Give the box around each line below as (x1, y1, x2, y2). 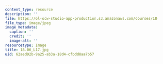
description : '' (5, 12, 38, 16)
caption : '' (9, 29, 34, 34)
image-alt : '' (9, 38, 38, 43)
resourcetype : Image (5, 43, 47, 48)
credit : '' (9, 34, 32, 39)
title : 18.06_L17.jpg (5, 47, 49, 52)
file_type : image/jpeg (5, 20, 51, 26)
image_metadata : (5, 25, 38, 30)
